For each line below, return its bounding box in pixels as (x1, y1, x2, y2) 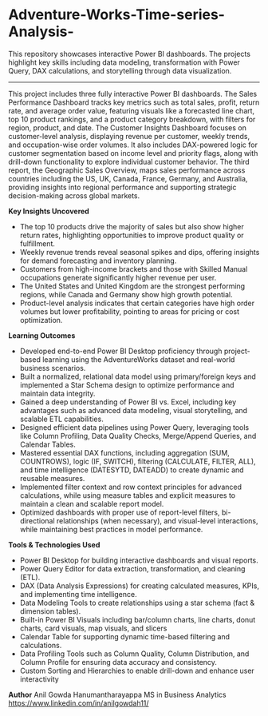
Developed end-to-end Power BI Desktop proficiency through (19, 346, 223, 356)
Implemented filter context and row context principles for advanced (19, 482, 242, 491)
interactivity (19, 674, 60, 684)
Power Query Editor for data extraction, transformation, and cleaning (19, 563, 246, 573)
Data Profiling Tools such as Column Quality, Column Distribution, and (19, 649, 250, 658)
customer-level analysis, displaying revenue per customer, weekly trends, (8, 131, 250, 141)
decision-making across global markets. (8, 190, 140, 201)
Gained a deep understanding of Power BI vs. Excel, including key (19, 397, 237, 407)
